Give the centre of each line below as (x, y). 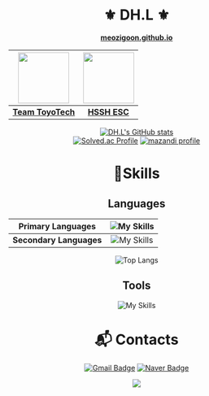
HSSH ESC (109, 111)
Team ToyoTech (44, 111)
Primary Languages (57, 226)
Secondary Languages (57, 240)
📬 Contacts (137, 339)
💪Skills (137, 174)
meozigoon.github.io (137, 37)
